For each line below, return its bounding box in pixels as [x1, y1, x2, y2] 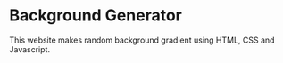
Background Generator [9, 5, 183, 26]
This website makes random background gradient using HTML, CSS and [9, 35, 275, 45]
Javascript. [9, 43, 51, 54]
